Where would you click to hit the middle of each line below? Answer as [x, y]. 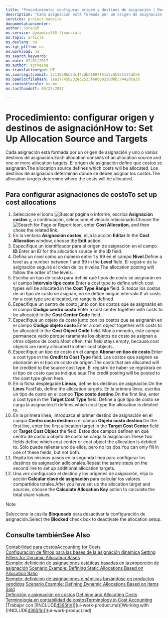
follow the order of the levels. [43, 272]
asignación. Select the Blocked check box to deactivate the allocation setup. [84, 519]
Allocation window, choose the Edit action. [57, 241]
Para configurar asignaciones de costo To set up [82, 194]
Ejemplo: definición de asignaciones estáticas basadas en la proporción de [83, 563]
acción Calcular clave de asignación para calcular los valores [77, 479]
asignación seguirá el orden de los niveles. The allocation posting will [83, 267]
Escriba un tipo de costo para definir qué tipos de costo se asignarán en [87, 278]
